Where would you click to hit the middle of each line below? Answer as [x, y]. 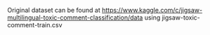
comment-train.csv [35, 25]
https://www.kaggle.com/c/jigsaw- [152, 10]
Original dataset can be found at [54, 10]
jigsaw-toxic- [181, 17]
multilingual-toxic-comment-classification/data [75, 17]
